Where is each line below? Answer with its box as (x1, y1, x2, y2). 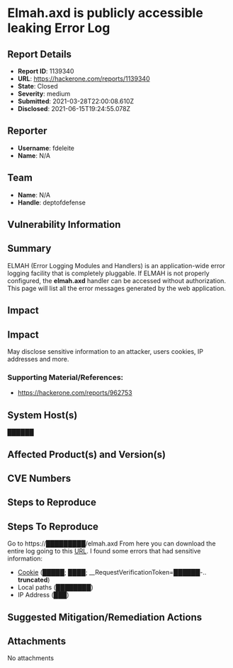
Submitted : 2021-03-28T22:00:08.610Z (17, 97, 135, 105)
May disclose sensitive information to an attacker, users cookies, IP (7, 347, 204, 356)
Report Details (7, 48, 72, 60)
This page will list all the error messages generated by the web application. (7, 284, 227, 292)
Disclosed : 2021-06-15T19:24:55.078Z (17, 105, 131, 113)
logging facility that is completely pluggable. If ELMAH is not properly (7, 269, 210, 277)
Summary (7, 243, 52, 255)
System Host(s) (7, 409, 78, 421)
